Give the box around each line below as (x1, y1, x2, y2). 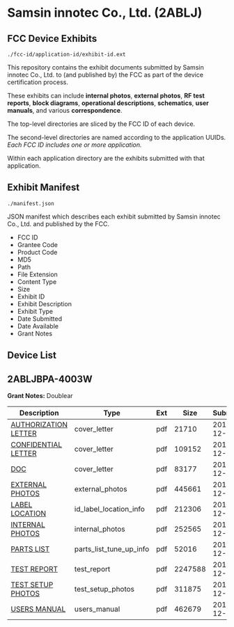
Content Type (17, 277, 57, 286)
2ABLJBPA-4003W (7, 373, 93, 385)
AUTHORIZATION (10, 420, 68, 429)
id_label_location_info (74, 505, 145, 514)
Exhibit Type (17, 307, 54, 315)
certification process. (7, 78, 68, 86)
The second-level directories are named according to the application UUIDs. (7, 134, 226, 141)
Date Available (17, 322, 59, 330)
